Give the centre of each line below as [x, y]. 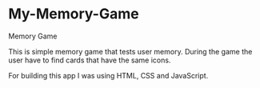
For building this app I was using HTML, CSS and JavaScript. [108, 75]
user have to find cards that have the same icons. [90, 60]
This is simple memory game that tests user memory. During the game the [130, 51]
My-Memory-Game [74, 14]
